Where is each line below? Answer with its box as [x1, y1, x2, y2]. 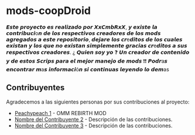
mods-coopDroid [6, 4, 91, 18]
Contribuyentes [6, 83, 65, 93]
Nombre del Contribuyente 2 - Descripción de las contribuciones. [14, 116, 173, 123]
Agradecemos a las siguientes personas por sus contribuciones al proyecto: [6, 98, 190, 105]
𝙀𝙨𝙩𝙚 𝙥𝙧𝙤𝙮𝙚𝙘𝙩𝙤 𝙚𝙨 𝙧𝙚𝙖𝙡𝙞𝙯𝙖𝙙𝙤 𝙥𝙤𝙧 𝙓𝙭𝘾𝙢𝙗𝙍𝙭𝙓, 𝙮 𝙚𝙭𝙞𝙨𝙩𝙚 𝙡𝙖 [6, 23, 158, 30]
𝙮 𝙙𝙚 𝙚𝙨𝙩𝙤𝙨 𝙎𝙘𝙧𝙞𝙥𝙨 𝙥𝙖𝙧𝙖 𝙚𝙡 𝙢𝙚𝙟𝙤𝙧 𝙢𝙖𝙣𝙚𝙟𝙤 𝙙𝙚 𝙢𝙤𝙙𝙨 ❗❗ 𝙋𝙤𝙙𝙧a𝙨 [6, 57, 168, 64]
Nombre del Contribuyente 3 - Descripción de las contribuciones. [14, 122, 173, 129]
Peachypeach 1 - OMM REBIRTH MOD [14, 109, 107, 116]
